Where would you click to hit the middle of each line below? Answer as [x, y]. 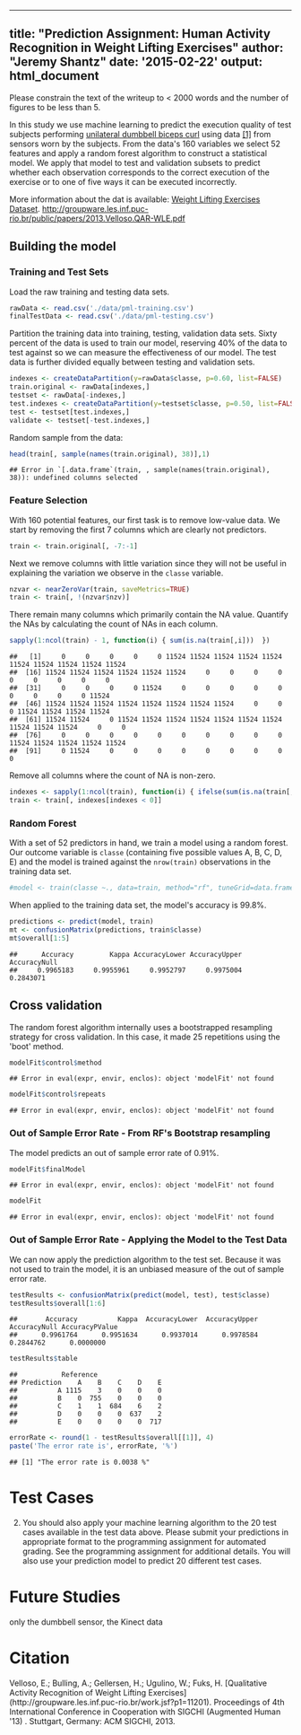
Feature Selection [48, 501]
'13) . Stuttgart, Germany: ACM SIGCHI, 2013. [93, 1721]
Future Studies [65, 1597]
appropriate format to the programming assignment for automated [144, 1541]
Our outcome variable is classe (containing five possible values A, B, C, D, [146, 853]
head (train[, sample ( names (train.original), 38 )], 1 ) [110, 454]
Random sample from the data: [66, 437]
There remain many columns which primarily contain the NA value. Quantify [149, 615]
